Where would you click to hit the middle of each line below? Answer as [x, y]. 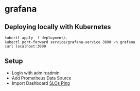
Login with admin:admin [35, 73]
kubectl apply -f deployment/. [36, 38]
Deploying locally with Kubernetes [58, 27]
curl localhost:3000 [26, 46]
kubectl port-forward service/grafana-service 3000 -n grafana [70, 42]
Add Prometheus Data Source [41, 78]
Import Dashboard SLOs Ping [41, 83]
